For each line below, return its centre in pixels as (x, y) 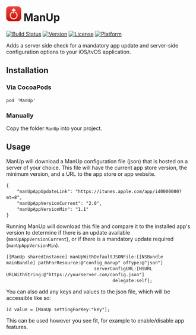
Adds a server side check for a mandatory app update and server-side (92, 45)
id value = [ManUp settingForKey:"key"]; (58, 309)
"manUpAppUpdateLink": (45, 191)
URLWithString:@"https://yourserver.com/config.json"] (75, 274)
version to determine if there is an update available (68, 232)
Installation (27, 70)
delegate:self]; (132, 280)
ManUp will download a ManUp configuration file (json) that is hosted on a (97, 161)
